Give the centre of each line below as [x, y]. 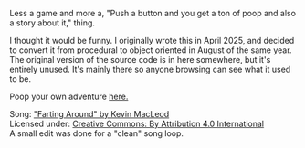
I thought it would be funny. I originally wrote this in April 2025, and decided [152, 40]
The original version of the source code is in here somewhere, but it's [140, 59]
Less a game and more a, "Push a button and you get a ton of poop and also [153, 13]
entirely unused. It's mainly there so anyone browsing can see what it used [150, 69]
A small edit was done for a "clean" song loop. [97, 133]
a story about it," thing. [53, 23]
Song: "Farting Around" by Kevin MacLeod [89, 114]
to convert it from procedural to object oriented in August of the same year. [151, 50]
